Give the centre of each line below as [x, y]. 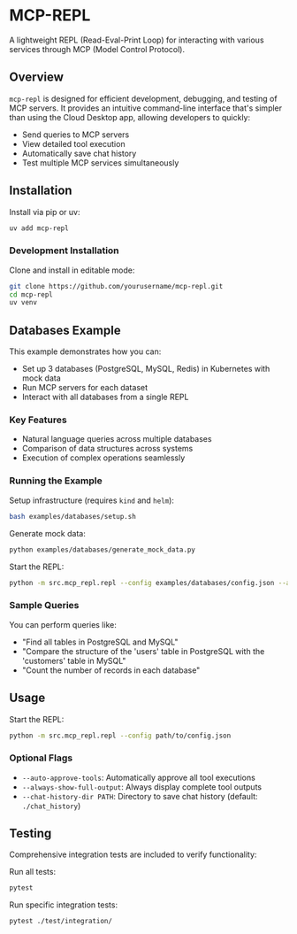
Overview [37, 77]
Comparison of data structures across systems [107, 449]
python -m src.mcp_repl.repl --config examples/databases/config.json [142, 583]
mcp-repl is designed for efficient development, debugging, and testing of [143, 98]
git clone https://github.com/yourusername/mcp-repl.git [116, 286]
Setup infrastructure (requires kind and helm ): [92, 500]
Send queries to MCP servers [76, 135]
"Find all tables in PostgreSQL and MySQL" [100, 642]
